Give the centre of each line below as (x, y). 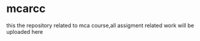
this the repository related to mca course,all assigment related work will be (100, 25)
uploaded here (25, 31)
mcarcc (26, 9)
